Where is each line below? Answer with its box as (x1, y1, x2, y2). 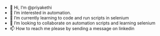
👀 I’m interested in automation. (9, 10, 71, 16)
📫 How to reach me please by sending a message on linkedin (9, 26, 135, 31)
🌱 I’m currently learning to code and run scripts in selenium (9, 15, 129, 20)
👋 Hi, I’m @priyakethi (9, 5, 52, 10)
